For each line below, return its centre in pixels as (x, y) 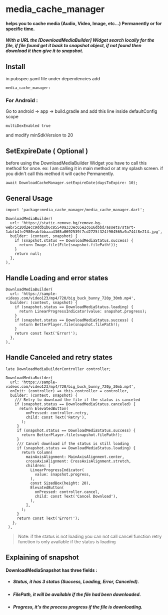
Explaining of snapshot (42, 558)
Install (15, 66)
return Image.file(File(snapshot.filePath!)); (68, 245)
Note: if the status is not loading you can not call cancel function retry (90, 536)
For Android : (22, 100)
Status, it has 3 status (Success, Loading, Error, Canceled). (76, 582)
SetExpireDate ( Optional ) (47, 151)
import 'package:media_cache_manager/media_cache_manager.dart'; (75, 210)
